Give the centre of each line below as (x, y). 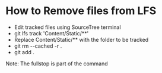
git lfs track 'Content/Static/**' (51, 33)
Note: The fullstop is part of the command (57, 64)
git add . (24, 52)
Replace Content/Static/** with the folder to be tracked (81, 39)
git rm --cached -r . (38, 46)
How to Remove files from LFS (81, 11)
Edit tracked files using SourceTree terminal (67, 27)
